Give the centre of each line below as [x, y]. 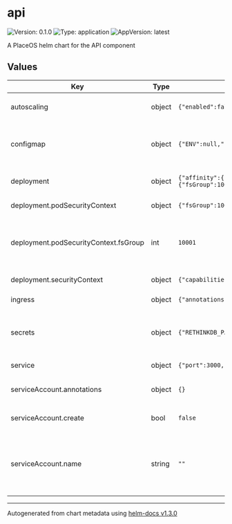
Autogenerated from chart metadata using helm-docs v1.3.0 [92, 513]
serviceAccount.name [46, 463]
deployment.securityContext [57, 279]
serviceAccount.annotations [56, 389]
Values [22, 67]
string [161, 463]
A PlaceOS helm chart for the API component [71, 45]
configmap [28, 144]
